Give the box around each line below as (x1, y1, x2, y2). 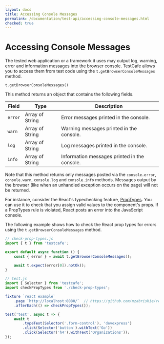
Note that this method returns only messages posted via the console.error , (5, 172, 157, 178)
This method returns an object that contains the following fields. (5, 91, 134, 97)
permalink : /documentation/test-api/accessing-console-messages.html (5, 16, 150, 21)
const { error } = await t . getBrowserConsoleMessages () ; (14, 254, 132, 259)
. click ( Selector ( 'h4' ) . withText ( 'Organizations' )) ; (22, 330, 130, 335)
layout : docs (5, 7, 32, 12)
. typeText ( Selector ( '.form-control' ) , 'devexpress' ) (22, 321, 132, 326)
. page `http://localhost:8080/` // (14, 298, 89, 304)
